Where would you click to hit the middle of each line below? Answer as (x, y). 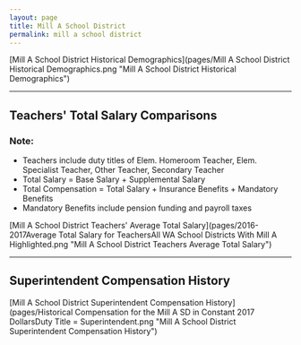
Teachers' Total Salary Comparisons (113, 115)
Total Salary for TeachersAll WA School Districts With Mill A (168, 235)
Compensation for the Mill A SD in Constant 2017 (165, 312)
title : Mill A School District (68, 26)
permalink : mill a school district (76, 34)
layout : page (34, 17)
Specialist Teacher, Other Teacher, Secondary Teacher (123, 170)
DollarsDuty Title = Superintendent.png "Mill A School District (123, 321)
